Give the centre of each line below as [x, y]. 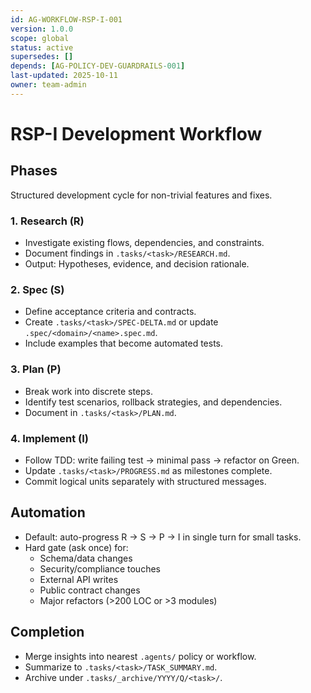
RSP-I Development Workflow [136, 133]
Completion [47, 632]
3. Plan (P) [36, 369]
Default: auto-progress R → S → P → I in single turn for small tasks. [163, 537]
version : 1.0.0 [42, 29]
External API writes [79, 579]
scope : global [40, 38]
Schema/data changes [86, 558]
